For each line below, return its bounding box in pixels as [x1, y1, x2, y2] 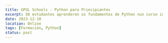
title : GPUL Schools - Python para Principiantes [5, 7, 111, 12]
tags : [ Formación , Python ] [5, 26, 61, 31]
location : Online [5, 21, 41, 26]
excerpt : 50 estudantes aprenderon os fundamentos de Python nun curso [5, 12, 157, 17]
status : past [5, 30, 32, 35]
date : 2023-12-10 [5, 16, 41, 21]
